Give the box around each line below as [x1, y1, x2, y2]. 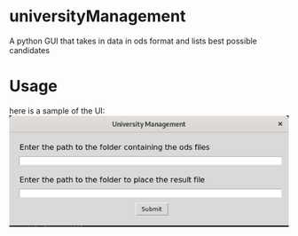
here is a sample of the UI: [9, 105, 106, 116]
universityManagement [9, 6, 186, 27]
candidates [9, 44, 51, 55]
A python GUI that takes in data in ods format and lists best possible [9, 35, 257, 46]
